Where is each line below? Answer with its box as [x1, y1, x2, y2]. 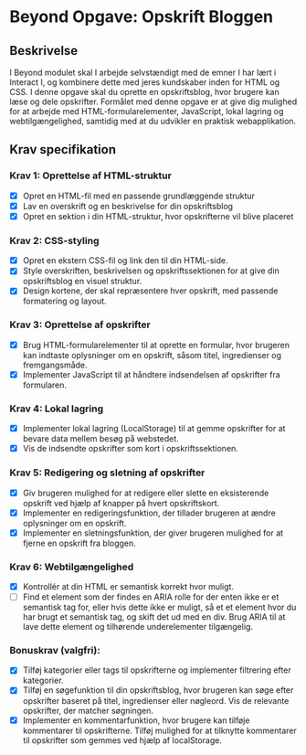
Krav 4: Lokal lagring [9, 402, 104, 415]
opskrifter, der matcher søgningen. [22, 705, 153, 716]
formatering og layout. [22, 295, 107, 307]
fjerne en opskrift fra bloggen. [22, 537, 137, 548]
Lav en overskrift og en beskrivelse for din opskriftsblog [22, 200, 234, 211]
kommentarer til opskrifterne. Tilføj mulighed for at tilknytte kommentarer [22, 725, 297, 736]
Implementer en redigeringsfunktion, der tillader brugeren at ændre [22, 507, 276, 518]
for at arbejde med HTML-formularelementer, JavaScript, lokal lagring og [9, 106, 284, 116]
